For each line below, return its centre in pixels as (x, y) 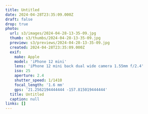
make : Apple (27, 57)
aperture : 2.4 (29, 76)
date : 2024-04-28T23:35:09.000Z (39, 15)
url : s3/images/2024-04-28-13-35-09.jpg (53, 33)
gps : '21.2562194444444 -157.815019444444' (61, 90)
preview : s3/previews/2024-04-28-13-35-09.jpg (60, 43)
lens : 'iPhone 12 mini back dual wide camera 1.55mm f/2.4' (79, 66)
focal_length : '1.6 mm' (40, 85)
